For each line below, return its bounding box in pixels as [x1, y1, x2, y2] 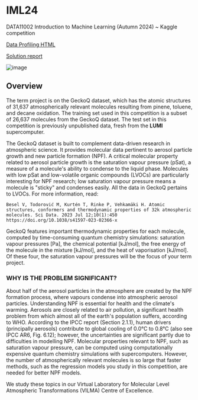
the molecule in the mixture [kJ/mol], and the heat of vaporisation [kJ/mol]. [6, 247, 189, 254]
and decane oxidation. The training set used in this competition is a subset [6, 109, 187, 116]
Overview [6, 81, 43, 91]
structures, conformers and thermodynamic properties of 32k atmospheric [6, 207, 192, 213]
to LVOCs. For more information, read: [6, 190, 99, 197]
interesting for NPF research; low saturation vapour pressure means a [6, 177, 176, 184]
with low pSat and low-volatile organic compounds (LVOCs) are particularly [6, 171, 189, 178]
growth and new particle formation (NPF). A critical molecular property [6, 152, 178, 159]
